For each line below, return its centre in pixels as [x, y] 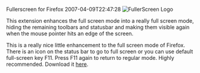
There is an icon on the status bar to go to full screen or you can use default [100, 51]
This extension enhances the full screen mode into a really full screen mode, [100, 21]
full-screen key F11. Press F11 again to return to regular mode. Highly [90, 58]
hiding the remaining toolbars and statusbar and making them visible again [98, 27]
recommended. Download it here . [47, 64]
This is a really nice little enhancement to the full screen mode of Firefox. [96, 45]
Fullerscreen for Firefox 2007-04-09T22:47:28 [64, 9]
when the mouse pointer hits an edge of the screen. [70, 34]
